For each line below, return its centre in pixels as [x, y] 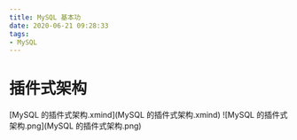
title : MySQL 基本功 [45, 17]
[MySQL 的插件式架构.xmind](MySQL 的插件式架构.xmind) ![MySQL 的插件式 [148, 115]
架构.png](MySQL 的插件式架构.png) [75, 126]
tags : [19, 34]
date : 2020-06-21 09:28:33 [59, 26]
